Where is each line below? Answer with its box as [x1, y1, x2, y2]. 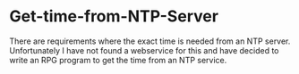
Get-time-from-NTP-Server [9, 6, 219, 27]
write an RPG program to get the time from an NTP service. [9, 54, 227, 65]
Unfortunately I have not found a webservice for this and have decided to [9, 45, 279, 55]
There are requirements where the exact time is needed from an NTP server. [9, 36, 291, 46]
